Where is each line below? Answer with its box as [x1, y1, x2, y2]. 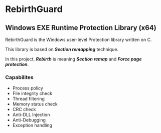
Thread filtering [12, 96, 45, 102]
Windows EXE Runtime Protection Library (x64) [5, 23, 156, 32]
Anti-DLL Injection [12, 111, 50, 118]
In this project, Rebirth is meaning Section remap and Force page [5, 56, 142, 62]
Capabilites [5, 73, 34, 80]
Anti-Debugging [12, 117, 46, 123]
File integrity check [12, 90, 53, 96]
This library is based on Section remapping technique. [5, 46, 119, 52]
